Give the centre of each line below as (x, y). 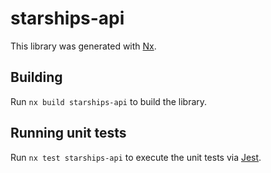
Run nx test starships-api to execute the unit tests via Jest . (136, 157)
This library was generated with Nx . (83, 46)
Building (36, 77)
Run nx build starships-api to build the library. (109, 101)
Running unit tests (68, 133)
